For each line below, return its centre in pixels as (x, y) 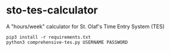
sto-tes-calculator (52, 10)
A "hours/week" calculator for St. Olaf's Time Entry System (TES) (86, 26)
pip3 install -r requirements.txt (49, 37)
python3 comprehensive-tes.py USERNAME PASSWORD (67, 42)
